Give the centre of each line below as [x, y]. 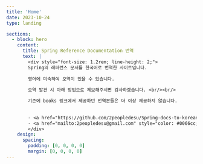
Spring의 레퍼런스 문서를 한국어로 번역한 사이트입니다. [88, 68]
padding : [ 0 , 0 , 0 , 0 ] [56, 146]
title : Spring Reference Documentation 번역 [78, 51]
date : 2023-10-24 [28, 17]
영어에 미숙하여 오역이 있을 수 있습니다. [71, 79]
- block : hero [29, 40]
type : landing [24, 23]
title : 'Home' [24, 12]
